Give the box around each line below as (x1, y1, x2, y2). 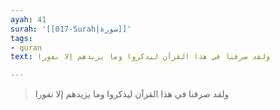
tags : (10, 33, 33, 43)
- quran (10, 42, 43, 53)
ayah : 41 (10, 14, 47, 25)
